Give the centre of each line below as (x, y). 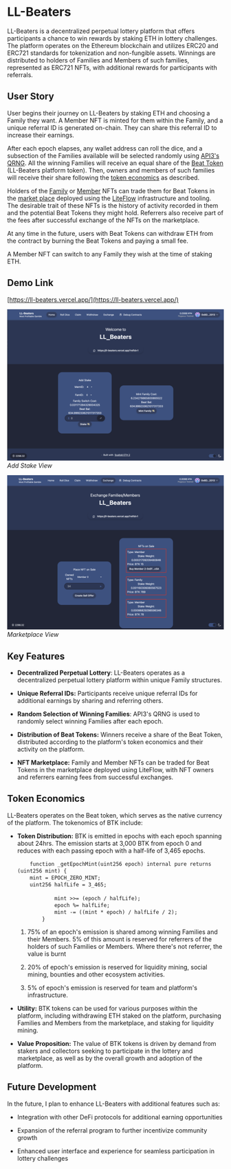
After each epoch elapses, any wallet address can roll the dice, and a (105, 148)
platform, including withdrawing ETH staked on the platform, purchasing (119, 1016)
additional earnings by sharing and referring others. (90, 701)
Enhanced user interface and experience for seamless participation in (116, 1151)
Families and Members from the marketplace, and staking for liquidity (115, 1023)
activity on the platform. (51, 750)
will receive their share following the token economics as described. (103, 177)
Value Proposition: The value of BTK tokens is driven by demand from (117, 1043)
